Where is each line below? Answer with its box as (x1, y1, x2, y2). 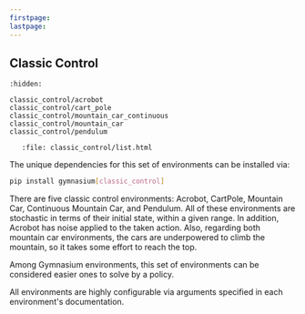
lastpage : (9, 22, 47, 31)
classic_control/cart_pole (9, 104, 112, 113)
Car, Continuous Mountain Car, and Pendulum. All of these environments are (9, 203, 296, 214)
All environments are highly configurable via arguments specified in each (9, 287, 284, 298)
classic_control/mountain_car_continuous (9, 111, 169, 121)
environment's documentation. (9, 297, 125, 308)
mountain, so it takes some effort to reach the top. (9, 242, 198, 253)
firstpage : (9, 13, 51, 23)
